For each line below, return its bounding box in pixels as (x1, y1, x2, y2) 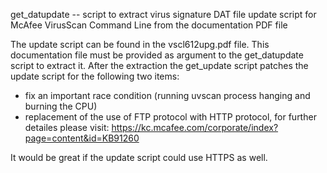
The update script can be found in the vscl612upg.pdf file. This (10, 39, 270, 50)
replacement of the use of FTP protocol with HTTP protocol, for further (24, 111, 317, 123)
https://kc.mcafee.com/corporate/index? (111, 122, 279, 133)
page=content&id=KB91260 (24, 132, 140, 144)
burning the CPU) (24, 100, 98, 112)
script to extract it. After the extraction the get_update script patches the (10, 60, 309, 71)
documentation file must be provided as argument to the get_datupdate (10, 49, 304, 61)
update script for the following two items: (10, 70, 180, 82)
